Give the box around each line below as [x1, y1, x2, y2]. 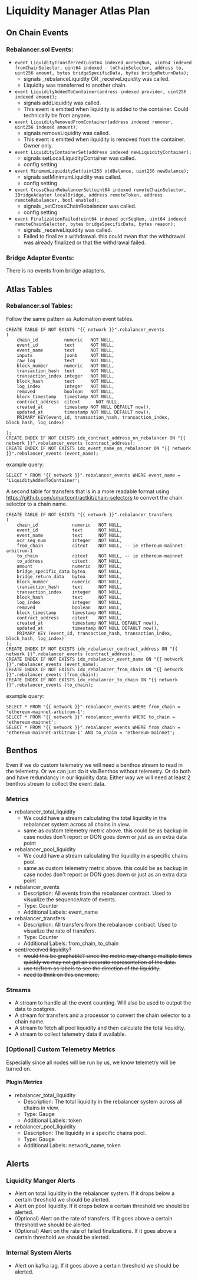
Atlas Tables [6, 284, 53, 294]
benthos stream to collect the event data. [6, 780, 106, 787]
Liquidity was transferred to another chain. [23, 81, 127, 88]
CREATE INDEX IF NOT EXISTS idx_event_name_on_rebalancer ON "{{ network [6, 445, 192, 451]
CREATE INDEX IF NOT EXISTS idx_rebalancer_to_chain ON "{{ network [6, 677, 178, 682]
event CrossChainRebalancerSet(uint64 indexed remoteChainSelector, [14, 187, 187, 193]
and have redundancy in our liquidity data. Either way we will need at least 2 [6, 774, 191, 781]
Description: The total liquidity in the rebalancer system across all [23, 1098, 183, 1105]
